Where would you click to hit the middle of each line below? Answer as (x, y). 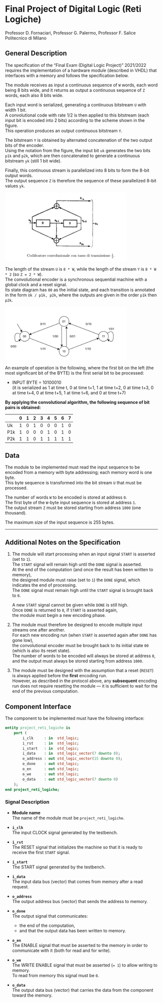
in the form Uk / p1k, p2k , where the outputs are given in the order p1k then (81, 295)
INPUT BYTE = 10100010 (37, 382)
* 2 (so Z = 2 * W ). (24, 274)
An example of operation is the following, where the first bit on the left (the (80, 368)
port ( (20, 733)
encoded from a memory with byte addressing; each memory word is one (79, 472)
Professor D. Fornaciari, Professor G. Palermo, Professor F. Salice (70, 33)
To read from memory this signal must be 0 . (56, 975)
